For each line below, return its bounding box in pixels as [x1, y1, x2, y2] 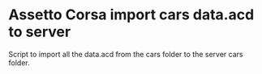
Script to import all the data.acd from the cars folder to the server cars [8, 49, 243, 59]
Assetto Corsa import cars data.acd [8, 6, 255, 24]
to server [8, 23, 71, 41]
